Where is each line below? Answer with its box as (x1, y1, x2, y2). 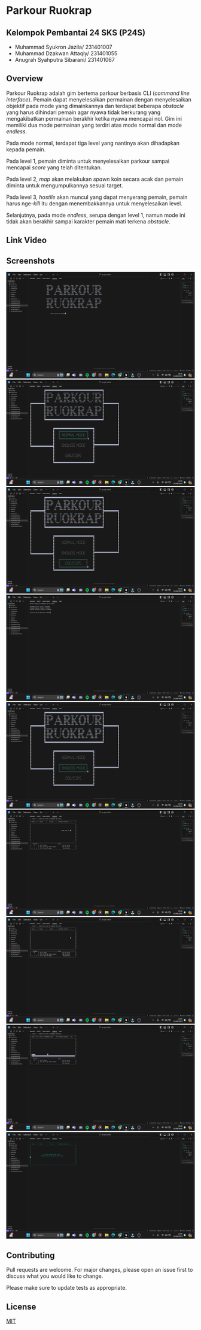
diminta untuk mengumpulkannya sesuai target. (6, 181, 124, 189)
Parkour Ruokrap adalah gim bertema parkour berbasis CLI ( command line (6, 89, 190, 97)
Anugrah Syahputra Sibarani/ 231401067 (14, 56, 115, 63)
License (6, 1301, 36, 1312)
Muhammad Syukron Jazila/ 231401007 (14, 43, 112, 50)
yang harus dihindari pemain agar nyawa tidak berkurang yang (6, 109, 161, 116)
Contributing (6, 1250, 55, 1260)
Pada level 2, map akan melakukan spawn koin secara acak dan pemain (6, 175, 184, 183)
